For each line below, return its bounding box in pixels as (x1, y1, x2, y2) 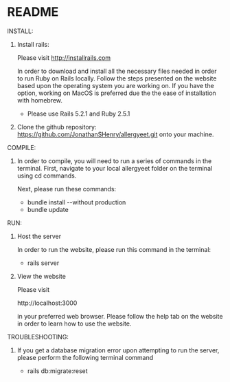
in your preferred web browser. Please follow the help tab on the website (16, 312, 223, 320)
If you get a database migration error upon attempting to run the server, (16, 346, 220, 354)
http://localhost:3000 (16, 299, 78, 307)
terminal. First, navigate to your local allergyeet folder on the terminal (16, 164, 213, 172)
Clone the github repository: (16, 123, 97, 131)
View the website (16, 272, 67, 280)
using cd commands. (16, 171, 77, 180)
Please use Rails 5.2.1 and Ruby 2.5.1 (27, 109, 130, 118)
